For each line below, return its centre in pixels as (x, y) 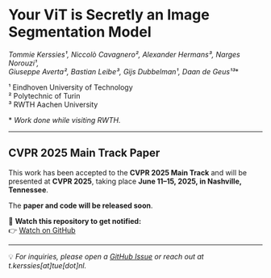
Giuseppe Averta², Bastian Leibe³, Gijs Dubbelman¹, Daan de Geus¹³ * (124, 71)
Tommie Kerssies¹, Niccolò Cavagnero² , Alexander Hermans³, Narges (124, 54)
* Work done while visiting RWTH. (65, 120)
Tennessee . (28, 190)
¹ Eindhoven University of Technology (71, 87)
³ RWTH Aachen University (53, 104)
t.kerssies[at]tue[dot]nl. (48, 265)
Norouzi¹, (24, 63)
